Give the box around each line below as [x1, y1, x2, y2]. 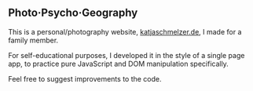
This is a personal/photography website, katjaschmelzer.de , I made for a [8, 27, 242, 36]
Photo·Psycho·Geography [8, 6, 138, 20]
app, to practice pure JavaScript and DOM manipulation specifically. [8, 59, 229, 68]
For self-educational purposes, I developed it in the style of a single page [8, 50, 245, 60]
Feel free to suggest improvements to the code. [8, 74, 163, 83]
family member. [8, 35, 59, 45]
